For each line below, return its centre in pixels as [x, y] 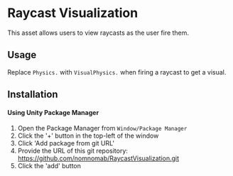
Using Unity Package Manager [53, 112]
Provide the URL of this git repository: [72, 151]
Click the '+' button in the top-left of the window [88, 136]
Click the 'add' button [49, 166]
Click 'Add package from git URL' [66, 143]
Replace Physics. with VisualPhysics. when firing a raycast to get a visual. [117, 72]
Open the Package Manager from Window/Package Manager [102, 128]
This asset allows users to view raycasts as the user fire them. [98, 33]
